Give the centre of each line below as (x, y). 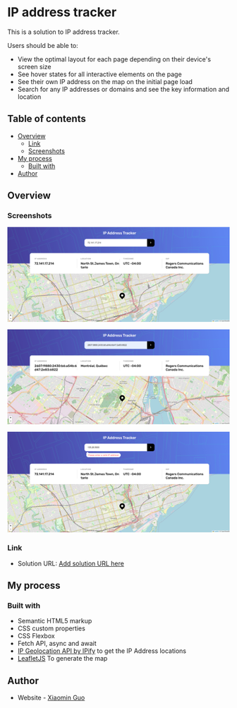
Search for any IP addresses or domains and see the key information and (123, 89)
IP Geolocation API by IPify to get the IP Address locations (102, 651)
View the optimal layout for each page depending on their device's (114, 59)
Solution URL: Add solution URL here (71, 563)
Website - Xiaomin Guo (51, 698)
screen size (34, 66)
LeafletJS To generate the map (62, 659)
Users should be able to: (43, 45)
